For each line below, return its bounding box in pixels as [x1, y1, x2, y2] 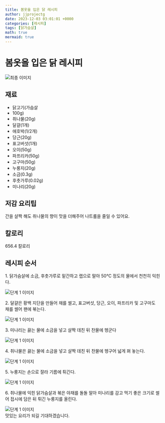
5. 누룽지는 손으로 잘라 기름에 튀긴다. [5, 369, 76, 375]
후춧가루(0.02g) [12, 177, 43, 183]
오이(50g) [12, 146, 32, 153]
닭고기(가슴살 [12, 104, 38, 110]
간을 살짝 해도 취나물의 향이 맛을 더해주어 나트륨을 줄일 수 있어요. [5, 213, 130, 219]
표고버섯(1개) [12, 140, 38, 146]
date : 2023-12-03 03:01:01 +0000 [5, 16, 74, 21]
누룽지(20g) [12, 165, 36, 171]
